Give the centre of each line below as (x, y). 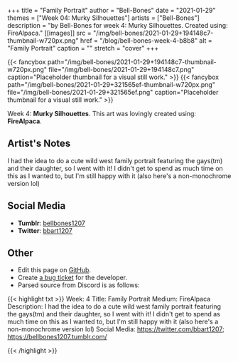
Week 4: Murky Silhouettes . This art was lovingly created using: (102, 114)
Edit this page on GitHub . (54, 270)
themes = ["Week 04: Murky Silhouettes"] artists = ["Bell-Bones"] (104, 18)
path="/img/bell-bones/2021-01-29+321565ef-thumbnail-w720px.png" (111, 84)
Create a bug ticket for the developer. (72, 278)
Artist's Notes (39, 144)
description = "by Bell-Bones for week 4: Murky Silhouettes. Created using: (118, 25)
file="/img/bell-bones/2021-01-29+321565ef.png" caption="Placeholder (113, 92)
